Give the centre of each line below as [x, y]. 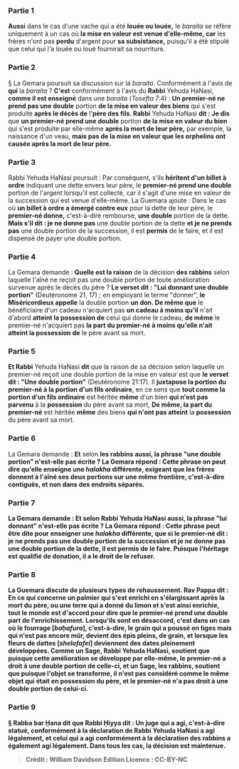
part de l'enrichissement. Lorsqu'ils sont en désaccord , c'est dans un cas [119, 621]
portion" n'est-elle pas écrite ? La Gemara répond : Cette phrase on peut [117, 462]
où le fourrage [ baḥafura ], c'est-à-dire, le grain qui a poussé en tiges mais [120, 628]
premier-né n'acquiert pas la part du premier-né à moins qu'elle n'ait [110, 325]
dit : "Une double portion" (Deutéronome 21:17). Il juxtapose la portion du [117, 382]
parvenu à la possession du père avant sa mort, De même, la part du [110, 404]
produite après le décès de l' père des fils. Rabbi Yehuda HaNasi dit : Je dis [119, 113]
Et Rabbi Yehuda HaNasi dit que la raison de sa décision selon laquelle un [116, 367]
